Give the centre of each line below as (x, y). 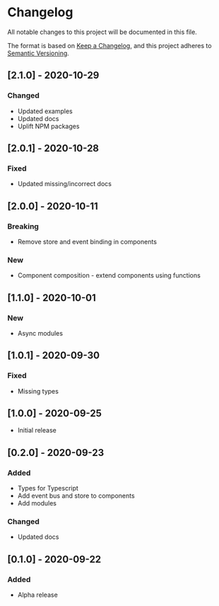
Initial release (37, 430)
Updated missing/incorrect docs (64, 184)
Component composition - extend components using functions (109, 275)
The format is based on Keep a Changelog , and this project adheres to (109, 45)
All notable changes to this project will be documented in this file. (102, 32)
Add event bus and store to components (76, 496)
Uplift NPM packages (48, 126)
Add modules (37, 503)
